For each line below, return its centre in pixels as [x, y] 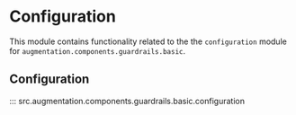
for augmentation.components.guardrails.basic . [98, 50]
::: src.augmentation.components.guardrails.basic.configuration [127, 101]
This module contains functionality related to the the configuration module [148, 41]
